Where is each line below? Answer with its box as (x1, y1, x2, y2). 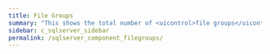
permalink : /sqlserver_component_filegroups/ (8, 33, 163, 42)
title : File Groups (8, 11, 74, 20)
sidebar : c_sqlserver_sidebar (8, 26, 110, 34)
